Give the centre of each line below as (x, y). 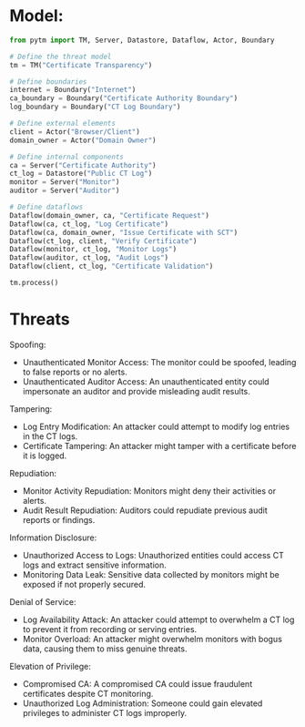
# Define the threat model (61, 56)
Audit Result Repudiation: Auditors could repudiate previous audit (145, 510)
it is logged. (45, 456)
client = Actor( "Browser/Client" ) (75, 132)
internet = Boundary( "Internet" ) (73, 90)
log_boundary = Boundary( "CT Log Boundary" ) (95, 107)
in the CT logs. (50, 436)
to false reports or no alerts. (75, 372)
